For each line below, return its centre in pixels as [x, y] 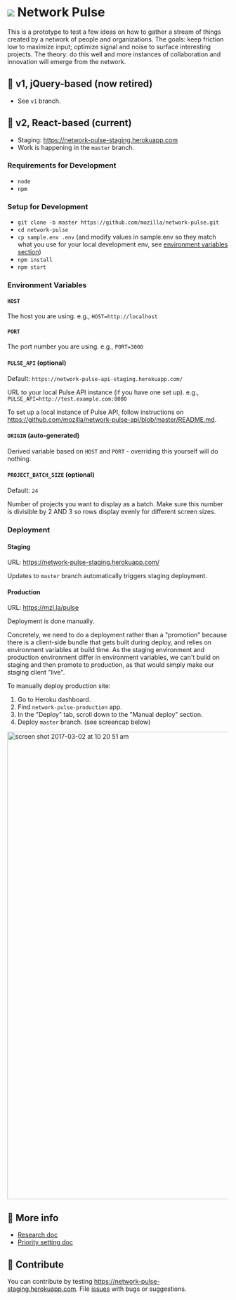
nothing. [19, 458]
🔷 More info [33, 1218]
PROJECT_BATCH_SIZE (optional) [51, 475]
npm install [35, 260]
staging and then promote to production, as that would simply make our [111, 665]
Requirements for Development [62, 165]
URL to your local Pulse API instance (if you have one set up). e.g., [103, 392]
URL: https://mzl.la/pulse [43, 608]
